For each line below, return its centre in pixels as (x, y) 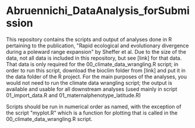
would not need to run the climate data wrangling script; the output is (89, 82)
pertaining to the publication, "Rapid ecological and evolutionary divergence (97, 46)
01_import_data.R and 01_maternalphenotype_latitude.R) (74, 95)
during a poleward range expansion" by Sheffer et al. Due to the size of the (96, 51)
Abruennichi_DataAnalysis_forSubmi (98, 11)
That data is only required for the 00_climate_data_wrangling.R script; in (92, 64)
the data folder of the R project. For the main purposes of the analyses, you (97, 77)
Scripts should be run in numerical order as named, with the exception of (94, 106)
